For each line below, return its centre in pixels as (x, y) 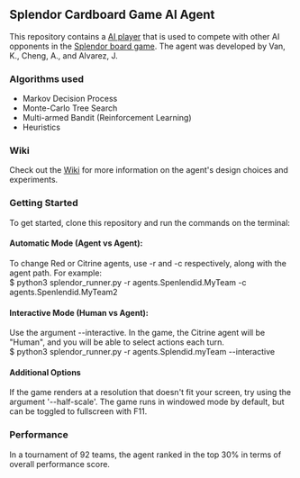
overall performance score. (60, 464)
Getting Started (44, 203)
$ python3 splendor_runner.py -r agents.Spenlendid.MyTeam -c (128, 282)
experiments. (34, 180)
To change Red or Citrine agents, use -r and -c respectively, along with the (148, 263)
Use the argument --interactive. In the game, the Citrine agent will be (137, 333)
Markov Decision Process (70, 99)
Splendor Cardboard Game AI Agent (112, 15)
